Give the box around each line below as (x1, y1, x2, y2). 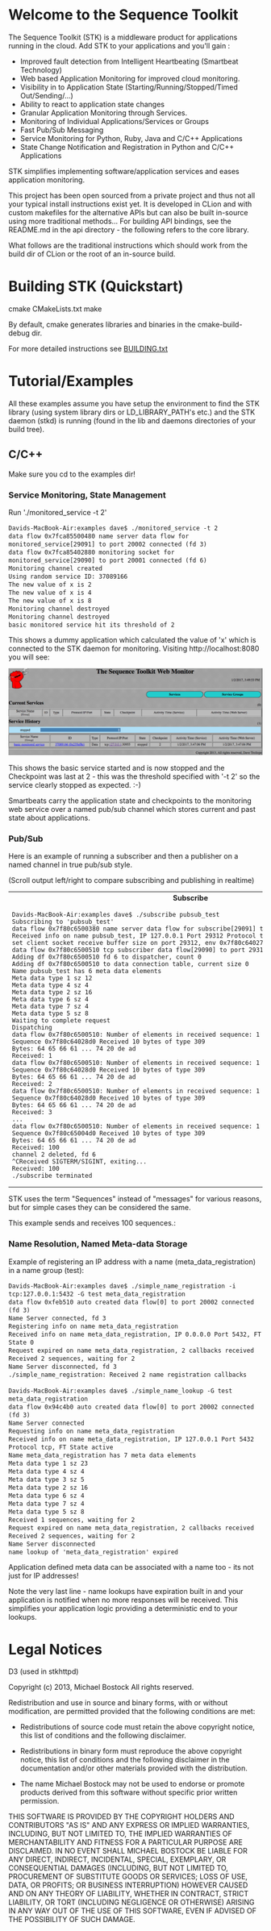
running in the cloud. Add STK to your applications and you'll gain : (8, 40, 231, 50)
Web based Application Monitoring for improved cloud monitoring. (19, 73, 240, 83)
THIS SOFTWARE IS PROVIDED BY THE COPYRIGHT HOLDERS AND (8, 1812, 236, 1821)
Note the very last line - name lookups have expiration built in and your (8, 1586, 244, 1596)
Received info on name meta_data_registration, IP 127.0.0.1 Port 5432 (8, 1435, 254, 1443)
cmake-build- (197, 319, 243, 329)
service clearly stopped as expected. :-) (8, 780, 141, 789)
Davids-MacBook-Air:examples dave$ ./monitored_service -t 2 (8, 524, 219, 532)
